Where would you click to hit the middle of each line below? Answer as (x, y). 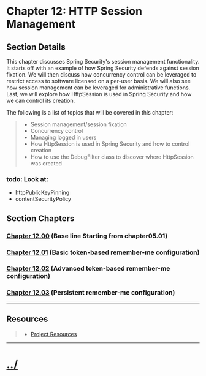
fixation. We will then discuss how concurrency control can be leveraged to (101, 74)
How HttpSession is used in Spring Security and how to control (110, 144)
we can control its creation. (41, 100)
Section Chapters (40, 218)
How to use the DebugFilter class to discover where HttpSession (112, 157)
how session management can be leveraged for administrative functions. (98, 88)
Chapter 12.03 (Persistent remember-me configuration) (91, 293)
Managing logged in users (63, 137)
